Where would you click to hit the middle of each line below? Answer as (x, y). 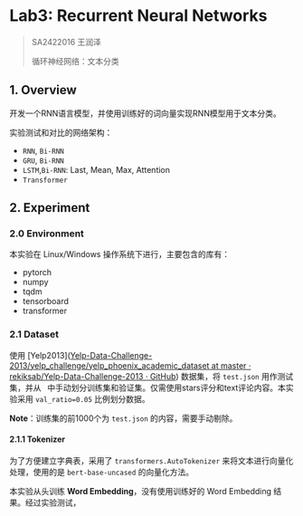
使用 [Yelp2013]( (40, 355)
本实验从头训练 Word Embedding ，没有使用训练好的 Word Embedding (141, 491)
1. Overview (43, 90)
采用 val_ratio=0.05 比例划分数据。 (84, 398)
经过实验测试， (53, 502)
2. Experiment (50, 208)
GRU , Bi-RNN (43, 160)
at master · (231, 365)
